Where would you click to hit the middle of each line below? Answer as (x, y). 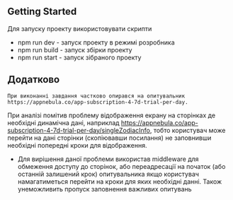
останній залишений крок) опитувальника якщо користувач (108, 174)
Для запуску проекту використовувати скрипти (80, 28)
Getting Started (42, 12)
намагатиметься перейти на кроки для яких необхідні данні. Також (120, 181)
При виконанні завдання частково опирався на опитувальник (96, 96)
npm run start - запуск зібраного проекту (79, 57)
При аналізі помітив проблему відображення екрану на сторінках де (112, 115)
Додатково (34, 80)
